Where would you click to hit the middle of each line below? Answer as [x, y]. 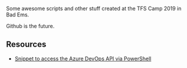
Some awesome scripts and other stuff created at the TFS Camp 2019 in [94, 8]
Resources [26, 44]
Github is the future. [30, 26]
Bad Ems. [18, 15]
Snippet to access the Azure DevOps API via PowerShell [83, 59]
